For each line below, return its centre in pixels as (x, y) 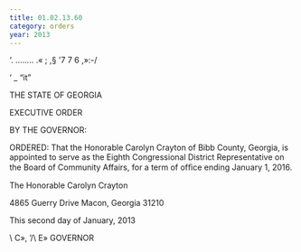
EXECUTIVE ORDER (46, 113)
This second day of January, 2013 (72, 220)
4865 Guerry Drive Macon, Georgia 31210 (87, 203)
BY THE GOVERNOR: (48, 130)
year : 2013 (30, 34)
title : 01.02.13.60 (46, 18)
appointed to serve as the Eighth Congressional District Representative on (147, 157)
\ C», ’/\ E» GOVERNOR (52, 238)
